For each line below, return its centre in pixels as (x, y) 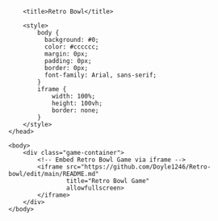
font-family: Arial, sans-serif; (101, 75)
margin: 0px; (66, 54)
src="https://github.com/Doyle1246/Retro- (138, 167)
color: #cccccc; (71, 47)
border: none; (75, 110)
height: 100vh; (77, 103)
